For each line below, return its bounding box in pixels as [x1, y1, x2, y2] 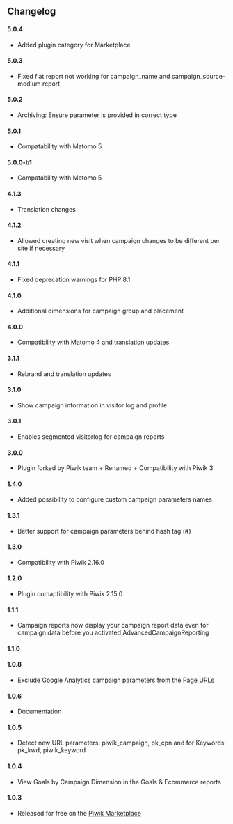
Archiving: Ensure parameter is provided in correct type [17, 111, 177, 119]
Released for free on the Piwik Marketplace [17, 809, 141, 817]
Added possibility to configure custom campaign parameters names [17, 495, 212, 504]
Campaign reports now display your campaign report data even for [17, 621, 209, 630]
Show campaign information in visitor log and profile [17, 401, 168, 410]
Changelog [7, 6, 56, 17]
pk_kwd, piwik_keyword [17, 746, 86, 754]
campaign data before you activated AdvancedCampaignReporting [17, 628, 209, 637]
